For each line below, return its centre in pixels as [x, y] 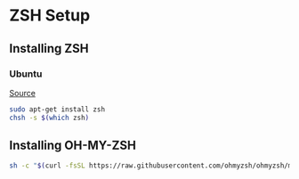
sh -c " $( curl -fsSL [48, 166]
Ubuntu [26, 74]
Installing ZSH [49, 49]
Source [22, 93]
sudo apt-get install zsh [57, 109]
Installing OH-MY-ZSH [73, 146]
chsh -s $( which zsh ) [49, 118]
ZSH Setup [50, 16]
